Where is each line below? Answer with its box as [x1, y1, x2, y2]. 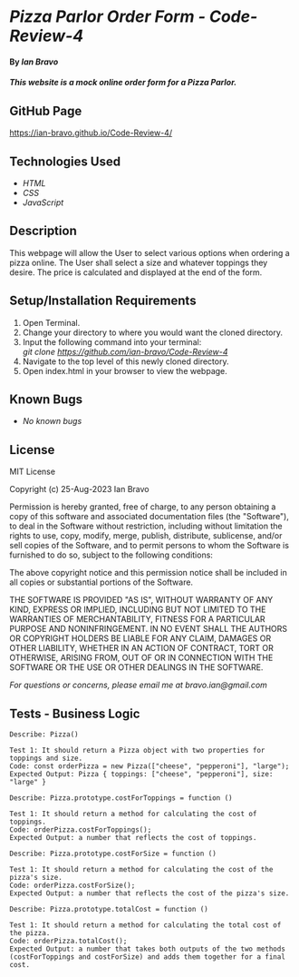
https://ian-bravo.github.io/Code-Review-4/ [9, 127, 173, 138]
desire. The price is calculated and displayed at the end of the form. [9, 266, 263, 278]
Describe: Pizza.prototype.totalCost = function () [9, 905, 208, 914]
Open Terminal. [22, 317, 81, 328]
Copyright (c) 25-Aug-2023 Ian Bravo [9, 484, 149, 495]
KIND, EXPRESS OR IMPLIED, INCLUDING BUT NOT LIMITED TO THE [9, 604, 266, 615]
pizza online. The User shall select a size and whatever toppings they [9, 257, 268, 268]
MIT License [9, 466, 56, 478]
